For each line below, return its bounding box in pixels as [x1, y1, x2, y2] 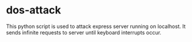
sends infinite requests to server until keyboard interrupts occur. [6, 29, 161, 36]
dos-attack [6, 3, 62, 17]
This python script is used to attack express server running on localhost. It [6, 23, 186, 30]
